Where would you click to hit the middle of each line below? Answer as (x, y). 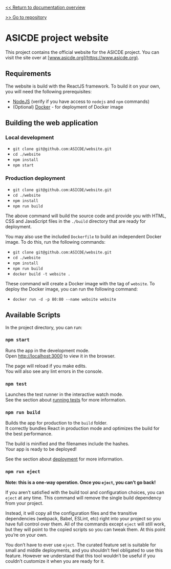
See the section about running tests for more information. (66, 400)
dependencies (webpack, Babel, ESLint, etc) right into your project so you (83, 518)
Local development (30, 138)
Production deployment (35, 178)
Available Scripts (33, 315)
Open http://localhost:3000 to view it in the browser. (60, 356)
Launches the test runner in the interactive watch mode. (65, 394)
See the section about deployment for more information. (65, 459)
